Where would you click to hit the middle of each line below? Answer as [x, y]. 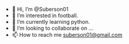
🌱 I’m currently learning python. [51, 22]
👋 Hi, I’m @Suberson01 [40, 9]
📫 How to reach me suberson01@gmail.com [67, 35]
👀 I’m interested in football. [45, 15]
